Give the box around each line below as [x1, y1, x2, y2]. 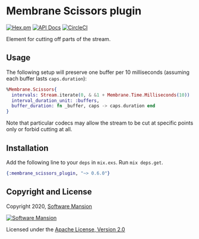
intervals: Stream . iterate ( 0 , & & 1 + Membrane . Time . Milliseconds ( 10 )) [11, 92, 190, 98]
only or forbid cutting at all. [6, 126, 72, 133]
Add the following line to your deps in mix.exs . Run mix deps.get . [6, 159, 163, 166]
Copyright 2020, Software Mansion [6, 203, 92, 210]
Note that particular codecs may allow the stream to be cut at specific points [6, 119, 194, 126]
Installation [6, 143, 49, 153]
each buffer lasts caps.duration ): [6, 75, 87, 82]
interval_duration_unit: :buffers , [11, 97, 100, 104]
